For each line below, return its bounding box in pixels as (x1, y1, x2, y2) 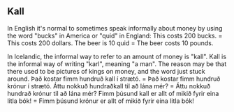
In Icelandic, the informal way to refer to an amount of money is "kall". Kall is (7, 52, 227, 61)
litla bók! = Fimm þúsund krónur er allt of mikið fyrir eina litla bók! (7, 97, 194, 105)
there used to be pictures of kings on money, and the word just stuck (7, 67, 205, 75)
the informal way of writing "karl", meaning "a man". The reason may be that (7, 59, 227, 68)
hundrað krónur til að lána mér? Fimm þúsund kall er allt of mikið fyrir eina (7, 89, 219, 97)
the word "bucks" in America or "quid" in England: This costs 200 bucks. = (7, 31, 223, 40)
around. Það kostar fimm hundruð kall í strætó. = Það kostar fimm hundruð (7, 74, 221, 83)
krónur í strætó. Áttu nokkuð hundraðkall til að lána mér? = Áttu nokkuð (7, 81, 211, 90)
